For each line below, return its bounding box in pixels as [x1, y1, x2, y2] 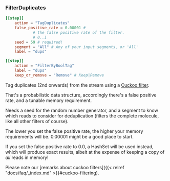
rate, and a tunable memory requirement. [5, 97, 92, 104]
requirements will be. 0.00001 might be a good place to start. [5, 133, 134, 139]
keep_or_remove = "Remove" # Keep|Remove [14, 72, 104, 78]
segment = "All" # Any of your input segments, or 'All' [14, 44, 139, 50]
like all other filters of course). [5, 118, 69, 124]
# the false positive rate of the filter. [32, 30, 125, 35]
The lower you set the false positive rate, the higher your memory [5, 128, 143, 134]
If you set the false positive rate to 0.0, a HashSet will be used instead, [5, 143, 154, 150]
